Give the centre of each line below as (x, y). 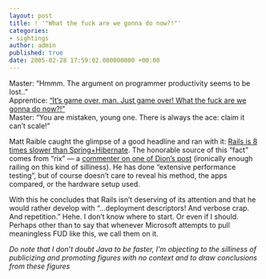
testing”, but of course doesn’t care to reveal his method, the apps (118, 175)
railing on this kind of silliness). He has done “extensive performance (123, 167)
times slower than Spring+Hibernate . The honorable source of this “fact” (129, 150)
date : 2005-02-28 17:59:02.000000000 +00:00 (85, 61)
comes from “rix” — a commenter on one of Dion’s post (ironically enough (131, 158)
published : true (36, 53)
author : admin (33, 46)
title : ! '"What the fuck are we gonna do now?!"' (95, 23)
